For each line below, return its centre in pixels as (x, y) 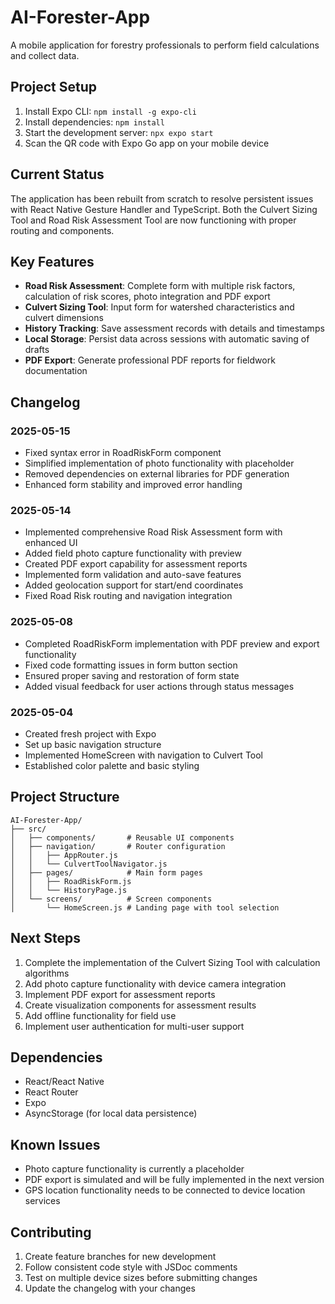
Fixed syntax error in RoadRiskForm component (123, 453)
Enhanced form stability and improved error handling (133, 485)
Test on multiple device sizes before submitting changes (141, 1278)
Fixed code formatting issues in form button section (131, 665)
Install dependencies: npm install (94, 122)
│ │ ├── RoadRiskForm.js (71, 881)
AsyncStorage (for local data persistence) (111, 1113)
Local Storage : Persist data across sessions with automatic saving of (167, 339)
